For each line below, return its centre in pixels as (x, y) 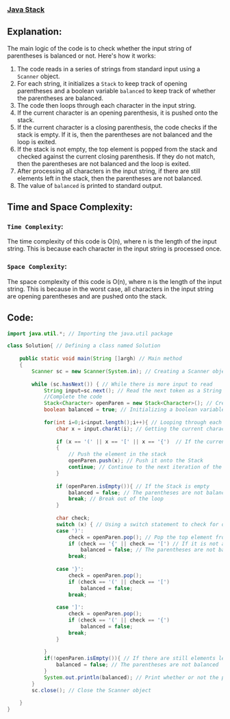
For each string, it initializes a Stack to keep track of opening (102, 83)
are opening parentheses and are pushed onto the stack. (87, 296)
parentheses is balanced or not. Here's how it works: (81, 56)
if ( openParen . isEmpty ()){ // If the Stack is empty (133, 486)
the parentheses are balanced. (60, 98)
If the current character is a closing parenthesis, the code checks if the (117, 127)
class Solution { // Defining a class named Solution (84, 346)
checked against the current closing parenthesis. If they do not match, (116, 156)
